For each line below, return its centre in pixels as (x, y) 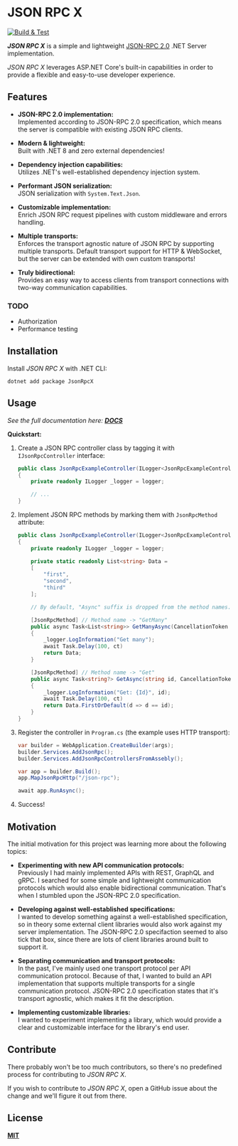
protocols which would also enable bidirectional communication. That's (121, 888)
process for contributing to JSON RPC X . (67, 1074)
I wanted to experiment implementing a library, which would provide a (120, 1019)
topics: (17, 851)
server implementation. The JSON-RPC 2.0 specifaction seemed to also (123, 931)
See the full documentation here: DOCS (65, 420)
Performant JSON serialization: (65, 186)
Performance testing (48, 329)
